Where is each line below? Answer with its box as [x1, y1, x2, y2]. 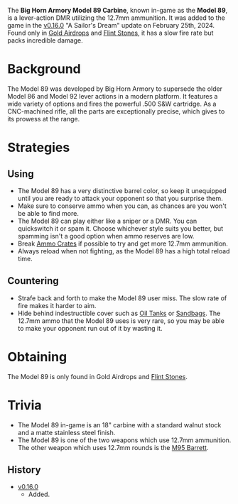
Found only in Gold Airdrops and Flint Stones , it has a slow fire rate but [7, 28, 214, 37]
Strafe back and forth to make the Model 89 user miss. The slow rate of [17, 294, 227, 302]
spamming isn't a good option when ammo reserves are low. [17, 231, 195, 240]
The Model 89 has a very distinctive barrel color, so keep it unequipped [17, 186, 227, 195]
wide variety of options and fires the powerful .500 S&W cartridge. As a [7, 99, 217, 108]
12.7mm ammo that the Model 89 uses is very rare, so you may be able [17, 316, 225, 325]
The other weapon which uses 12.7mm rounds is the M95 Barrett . [17, 443, 209, 451]
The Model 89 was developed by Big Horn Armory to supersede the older [7, 84, 222, 93]
